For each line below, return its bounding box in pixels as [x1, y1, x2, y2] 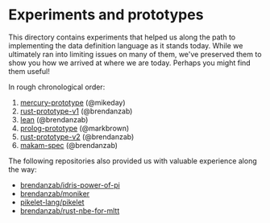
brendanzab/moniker [19, 188, 90, 198]
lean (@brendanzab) [19, 114, 89, 124]
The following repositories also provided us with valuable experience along [8, 155, 257, 166]
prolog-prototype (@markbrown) [19, 123, 130, 133]
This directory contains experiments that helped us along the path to [8, 32, 236, 42]
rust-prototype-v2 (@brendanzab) [19, 131, 135, 142]
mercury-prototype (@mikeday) [19, 97, 127, 107]
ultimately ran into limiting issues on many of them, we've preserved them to [8, 49, 262, 59]
